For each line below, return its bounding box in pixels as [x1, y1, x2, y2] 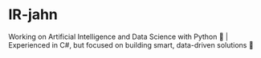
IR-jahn [8, 6, 59, 24]
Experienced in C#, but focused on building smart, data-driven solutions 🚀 [8, 40, 255, 49]
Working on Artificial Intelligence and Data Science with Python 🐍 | [8, 32, 229, 41]
